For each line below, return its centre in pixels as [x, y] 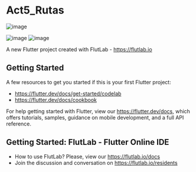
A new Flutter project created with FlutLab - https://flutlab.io [79, 49]
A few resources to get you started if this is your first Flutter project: [89, 82]
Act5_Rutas [35, 10]
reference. [19, 124]
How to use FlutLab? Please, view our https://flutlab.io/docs [87, 156]
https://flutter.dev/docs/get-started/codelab [68, 93]
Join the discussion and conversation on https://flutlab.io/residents [96, 163]
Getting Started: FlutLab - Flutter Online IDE [88, 142]
